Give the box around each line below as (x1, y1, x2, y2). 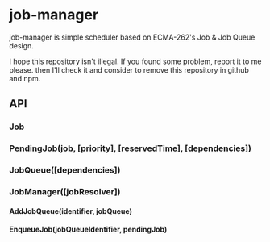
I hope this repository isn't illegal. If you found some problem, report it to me (9, 56, 262, 66)
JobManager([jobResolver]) (9, 186, 121, 198)
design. (9, 40, 35, 50)
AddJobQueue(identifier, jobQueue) (9, 206, 132, 215)
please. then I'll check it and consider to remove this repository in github (9, 65, 249, 74)
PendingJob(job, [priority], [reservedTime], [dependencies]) (9, 143, 252, 154)
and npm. (9, 73, 41, 83)
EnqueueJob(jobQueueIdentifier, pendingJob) (9, 224, 168, 235)
